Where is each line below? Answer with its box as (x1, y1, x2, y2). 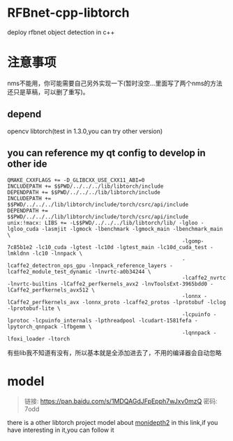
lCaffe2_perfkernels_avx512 (7, 286, 89, 294)
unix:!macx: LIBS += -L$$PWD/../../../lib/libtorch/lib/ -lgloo (7, 219, 198, 226)
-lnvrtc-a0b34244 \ (94, 268, 151, 275)
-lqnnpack (181, 329, 211, 336)
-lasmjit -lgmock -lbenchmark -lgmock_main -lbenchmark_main (41, 225, 223, 232)
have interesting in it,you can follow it (7, 426, 114, 434)
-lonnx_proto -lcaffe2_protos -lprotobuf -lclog (82, 299, 227, 306)
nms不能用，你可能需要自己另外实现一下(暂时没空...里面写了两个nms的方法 (7, 79, 223, 87)
